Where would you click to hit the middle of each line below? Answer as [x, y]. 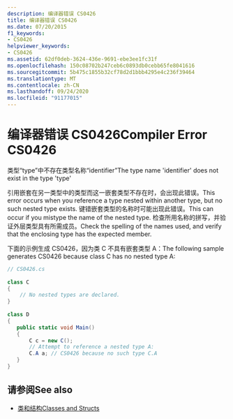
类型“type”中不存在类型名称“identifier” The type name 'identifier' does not [113, 170]
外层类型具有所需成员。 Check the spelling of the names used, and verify [117, 226]
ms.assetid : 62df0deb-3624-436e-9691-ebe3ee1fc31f [82, 59]
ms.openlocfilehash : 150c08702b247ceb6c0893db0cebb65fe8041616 [101, 66]
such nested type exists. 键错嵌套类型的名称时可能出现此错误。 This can [111, 208]
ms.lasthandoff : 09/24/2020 [48, 91]
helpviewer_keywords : [39, 46]
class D [18, 315]
